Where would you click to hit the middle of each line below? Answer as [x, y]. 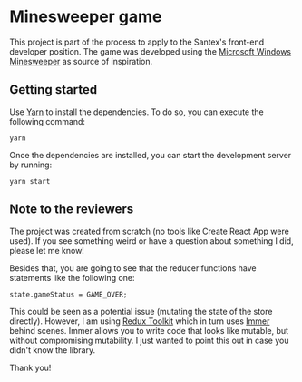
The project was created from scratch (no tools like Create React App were [150, 231]
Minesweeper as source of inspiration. [81, 61]
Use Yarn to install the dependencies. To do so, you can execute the [137, 112]
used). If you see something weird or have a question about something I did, [151, 241]
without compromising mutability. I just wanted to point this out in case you [149, 340]
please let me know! [47, 250]
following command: [48, 121]
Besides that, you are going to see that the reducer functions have [133, 268]
